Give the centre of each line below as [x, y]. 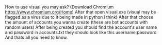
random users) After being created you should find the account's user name [81, 27]
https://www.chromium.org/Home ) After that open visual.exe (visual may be [81, 12]
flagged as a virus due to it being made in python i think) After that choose [79, 17]
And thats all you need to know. [36, 37]
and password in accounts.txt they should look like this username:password [81, 32]
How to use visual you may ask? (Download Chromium [59, 7]
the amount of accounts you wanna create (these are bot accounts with [76, 22]
